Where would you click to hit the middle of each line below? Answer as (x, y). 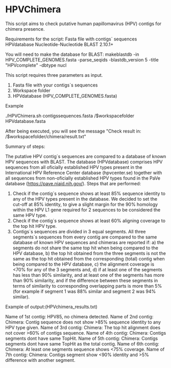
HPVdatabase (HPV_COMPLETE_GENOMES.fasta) (65, 96)
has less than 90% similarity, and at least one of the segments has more (88, 275)
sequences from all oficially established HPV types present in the (74, 167)
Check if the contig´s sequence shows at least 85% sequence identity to (89, 193)
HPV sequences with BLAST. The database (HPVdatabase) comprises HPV (84, 162)
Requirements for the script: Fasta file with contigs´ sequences (71, 39)
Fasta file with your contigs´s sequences (55, 85)
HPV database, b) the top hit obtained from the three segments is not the (89, 253)
